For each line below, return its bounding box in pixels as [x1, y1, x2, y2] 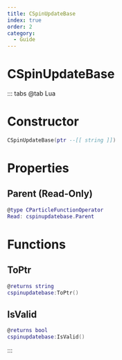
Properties [7, 160, 69, 177]
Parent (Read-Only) [7, 188, 93, 200]
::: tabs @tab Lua [7, 89, 56, 98]
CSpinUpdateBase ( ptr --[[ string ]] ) [7, 137, 116, 144]
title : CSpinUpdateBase [7, 10, 76, 17]
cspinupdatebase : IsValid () [7, 333, 85, 340]
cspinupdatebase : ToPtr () [7, 289, 79, 297]
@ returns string [7, 283, 54, 290]
